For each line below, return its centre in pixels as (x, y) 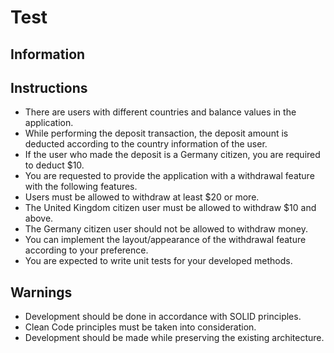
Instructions (49, 87)
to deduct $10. (54, 165)
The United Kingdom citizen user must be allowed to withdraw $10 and (170, 208)
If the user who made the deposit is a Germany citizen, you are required (172, 155)
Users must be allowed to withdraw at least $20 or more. (142, 197)
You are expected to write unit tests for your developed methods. (158, 261)
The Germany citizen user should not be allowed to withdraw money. (166, 229)
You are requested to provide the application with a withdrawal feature (169, 176)
